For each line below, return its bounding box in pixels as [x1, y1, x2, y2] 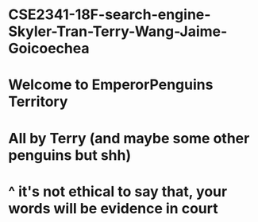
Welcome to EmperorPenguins [8, 76, 214, 94]
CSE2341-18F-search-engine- [8, 6, 211, 24]
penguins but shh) [8, 146, 132, 164]
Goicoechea [8, 40, 90, 57]
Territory [8, 93, 68, 111]
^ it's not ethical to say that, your [8, 182, 228, 201]
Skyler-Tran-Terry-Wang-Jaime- [8, 22, 228, 41]
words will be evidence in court [8, 199, 218, 217]
